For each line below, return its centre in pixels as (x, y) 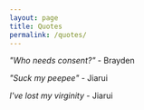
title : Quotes (36, 26)
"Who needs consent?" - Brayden (72, 61)
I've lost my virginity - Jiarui (61, 95)
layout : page (34, 18)
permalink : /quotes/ (48, 35)
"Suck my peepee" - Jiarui (59, 78)
